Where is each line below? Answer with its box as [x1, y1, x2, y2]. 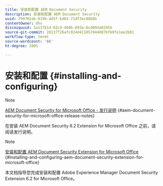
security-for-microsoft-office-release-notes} [5, 113, 95, 119]
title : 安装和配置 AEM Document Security [5, 7, 87, 12]
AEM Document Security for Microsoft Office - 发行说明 [5, 107, 117, 113]
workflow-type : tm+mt [5, 35, 49, 40]
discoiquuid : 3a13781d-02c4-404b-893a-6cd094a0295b [5, 25, 112, 30]
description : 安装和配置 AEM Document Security [5, 12, 100, 17]
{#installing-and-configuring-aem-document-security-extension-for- [5, 154, 144, 160]
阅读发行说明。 [5, 129, 35, 135]
